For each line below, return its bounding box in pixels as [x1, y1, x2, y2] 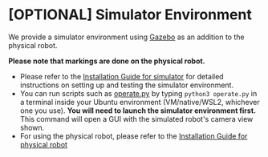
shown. [19, 123, 45, 132]
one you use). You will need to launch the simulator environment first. [19, 106, 257, 115]
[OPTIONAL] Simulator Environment [8, 6, 253, 24]
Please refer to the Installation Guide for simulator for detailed [19, 71, 224, 81]
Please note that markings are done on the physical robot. [8, 56, 206, 66]
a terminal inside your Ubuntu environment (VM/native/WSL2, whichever [19, 97, 261, 107]
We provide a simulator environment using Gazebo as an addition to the [8, 32, 245, 42]
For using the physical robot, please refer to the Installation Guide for [19, 131, 248, 141]
